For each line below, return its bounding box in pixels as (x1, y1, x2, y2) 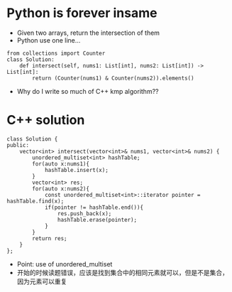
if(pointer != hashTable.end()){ (44, 204, 143, 211)
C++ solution (6, 112, 85, 129)
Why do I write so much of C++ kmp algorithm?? (16, 87, 159, 95)
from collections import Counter (6, 50, 106, 57)
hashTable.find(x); (6, 198, 65, 205)
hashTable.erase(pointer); (57, 216, 138, 223)
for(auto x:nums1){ (32, 160, 90, 168)
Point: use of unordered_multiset (16, 259, 113, 268)
